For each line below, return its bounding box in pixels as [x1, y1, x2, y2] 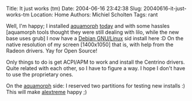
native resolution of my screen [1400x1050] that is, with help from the [6, 41, 174, 48]
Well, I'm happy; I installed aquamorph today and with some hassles [6, 23, 170, 29]
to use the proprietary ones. [6, 71, 74, 78]
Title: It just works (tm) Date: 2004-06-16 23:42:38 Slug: [6, 5, 142, 12]
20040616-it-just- [143, 5, 187, 12]
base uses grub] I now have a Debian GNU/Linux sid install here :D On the [6, 35, 184, 41]
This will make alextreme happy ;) [6, 89, 87, 95]
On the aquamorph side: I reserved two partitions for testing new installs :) [6, 82, 186, 89]
